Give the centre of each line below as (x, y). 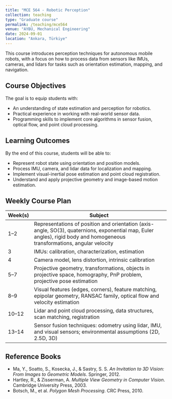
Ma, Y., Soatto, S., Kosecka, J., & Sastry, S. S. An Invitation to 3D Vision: (88, 369)
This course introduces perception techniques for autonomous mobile (79, 53)
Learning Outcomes (38, 141)
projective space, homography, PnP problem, (88, 275)
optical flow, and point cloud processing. (56, 124)
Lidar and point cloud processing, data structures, (94, 311)
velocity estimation (57, 302)
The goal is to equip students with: (42, 98)
